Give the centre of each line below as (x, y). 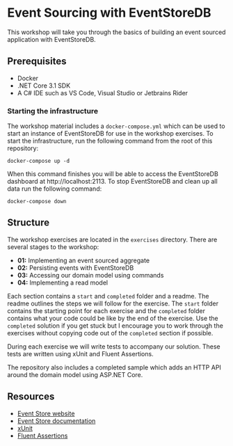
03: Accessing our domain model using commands (90, 275)
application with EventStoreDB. (51, 39)
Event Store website (46, 413)
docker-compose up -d (39, 161)
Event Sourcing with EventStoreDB (109, 13)
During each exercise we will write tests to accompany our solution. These (114, 347)
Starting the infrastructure (53, 111)
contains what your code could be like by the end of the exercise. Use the (113, 318)
